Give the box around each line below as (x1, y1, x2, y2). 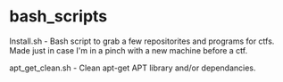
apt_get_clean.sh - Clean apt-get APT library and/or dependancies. (9, 62, 256, 73)
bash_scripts (9, 6, 108, 27)
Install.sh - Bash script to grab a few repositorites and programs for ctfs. (9, 36, 275, 46)
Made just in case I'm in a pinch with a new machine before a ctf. (9, 45, 248, 55)
